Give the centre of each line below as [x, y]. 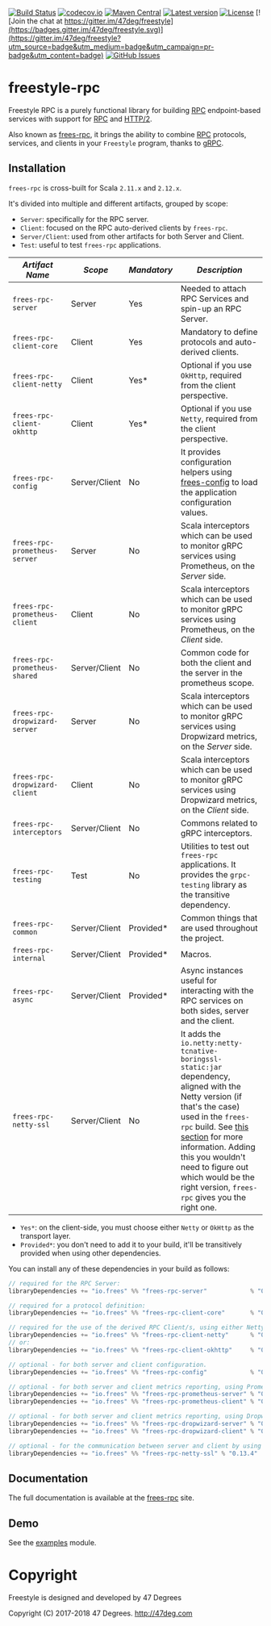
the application [208, 492]
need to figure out [214, 1167]
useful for [199, 980]
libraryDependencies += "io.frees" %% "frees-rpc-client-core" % [131, 1313]
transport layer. [45, 1235]
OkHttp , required [211, 375]
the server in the [212, 672]
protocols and [207, 341]
